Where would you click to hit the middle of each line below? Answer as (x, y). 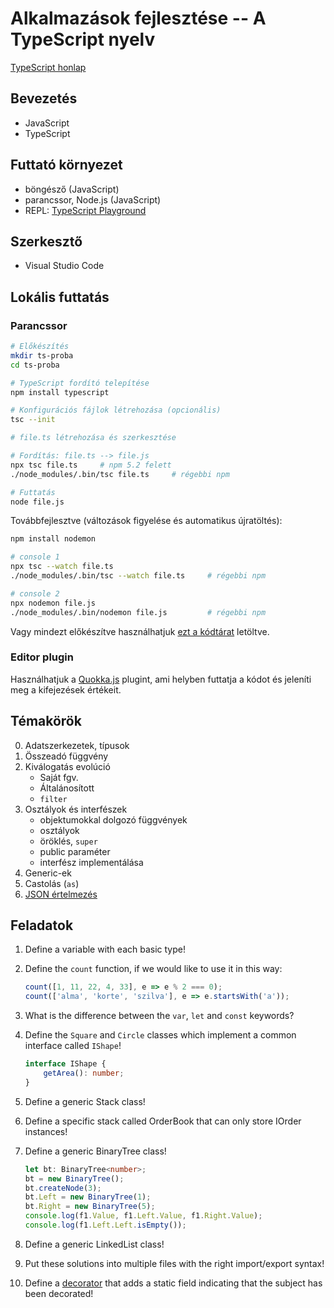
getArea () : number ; (84, 1073)
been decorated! (59, 1293)
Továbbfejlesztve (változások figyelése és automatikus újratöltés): (146, 521)
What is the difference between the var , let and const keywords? (159, 1016)
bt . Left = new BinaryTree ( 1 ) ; (88, 1197)
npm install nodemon (53, 539)
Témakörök (46, 721)
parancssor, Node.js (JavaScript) (93, 199)
